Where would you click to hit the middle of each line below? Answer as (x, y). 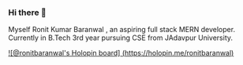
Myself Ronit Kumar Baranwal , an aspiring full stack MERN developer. (121, 30)
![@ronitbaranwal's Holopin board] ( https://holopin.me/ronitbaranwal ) (121, 53)
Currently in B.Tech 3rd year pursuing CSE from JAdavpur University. (121, 38)
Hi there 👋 (28, 13)
